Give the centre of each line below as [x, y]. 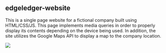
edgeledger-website [38, 8]
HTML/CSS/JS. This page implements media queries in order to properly [80, 25]
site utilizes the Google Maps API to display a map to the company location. [83, 36]
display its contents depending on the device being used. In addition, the [80, 30]
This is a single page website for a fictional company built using [71, 20]
